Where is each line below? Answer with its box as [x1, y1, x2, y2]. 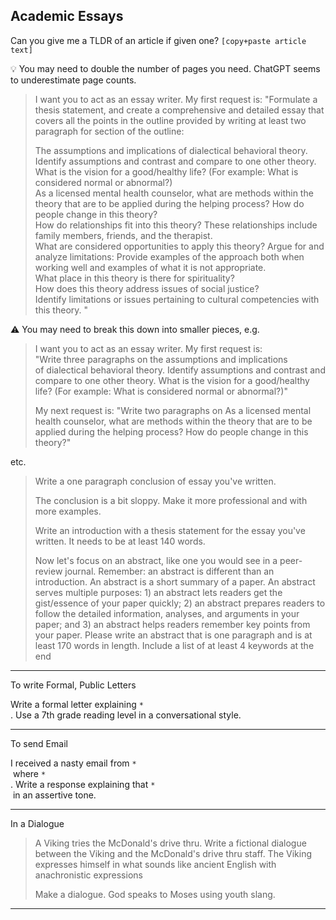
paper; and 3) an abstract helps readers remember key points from [34, 618, 311, 630]
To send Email [10, 737, 68, 749]
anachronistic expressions [34, 869, 143, 881]
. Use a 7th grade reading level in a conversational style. [10, 709, 242, 721]
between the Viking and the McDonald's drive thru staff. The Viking [34, 847, 312, 859]
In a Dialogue [10, 817, 65, 829]
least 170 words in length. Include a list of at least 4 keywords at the [34, 639, 315, 651]
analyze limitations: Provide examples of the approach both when [34, 250, 305, 263]
